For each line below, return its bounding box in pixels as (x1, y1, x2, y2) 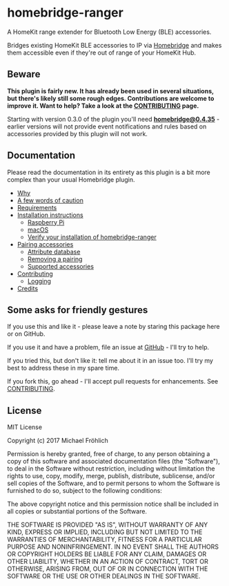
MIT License (7, 423, 43, 431)
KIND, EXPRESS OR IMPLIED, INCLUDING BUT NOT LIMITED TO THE (7, 528, 203, 536)
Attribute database (27, 247, 81, 256)
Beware (7, 68, 41, 80)
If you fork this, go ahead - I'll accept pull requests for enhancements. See (7, 377, 219, 386)
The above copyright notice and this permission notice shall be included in (7, 500, 219, 509)
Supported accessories (27, 262, 94, 270)
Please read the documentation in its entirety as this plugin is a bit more (7, 168, 210, 176)
